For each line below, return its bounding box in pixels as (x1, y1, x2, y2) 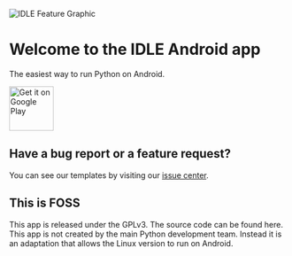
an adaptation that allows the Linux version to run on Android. (9, 237, 234, 248)
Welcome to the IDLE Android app (9, 40, 261, 59)
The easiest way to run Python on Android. (9, 68, 165, 79)
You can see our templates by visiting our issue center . (9, 169, 210, 181)
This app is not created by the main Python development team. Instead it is (9, 229, 282, 239)
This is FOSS (9, 196, 81, 211)
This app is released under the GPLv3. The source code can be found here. (9, 219, 283, 229)
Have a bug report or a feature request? (9, 146, 232, 161)
